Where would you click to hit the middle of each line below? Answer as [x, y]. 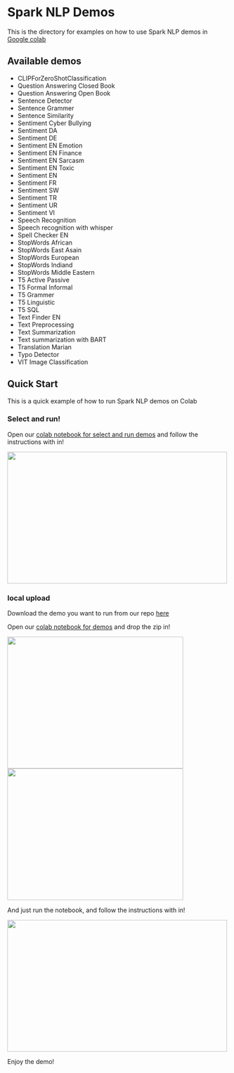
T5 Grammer [36, 294]
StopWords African [45, 242]
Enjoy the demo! [31, 1062]
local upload [29, 598]
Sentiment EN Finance [50, 152]
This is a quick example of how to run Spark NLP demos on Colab [102, 401]
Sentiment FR [37, 183]
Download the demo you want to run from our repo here [88, 613]
